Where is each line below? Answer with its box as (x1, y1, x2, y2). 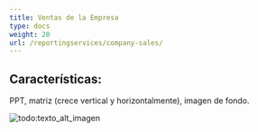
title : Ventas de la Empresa (9, 13, 119, 22)
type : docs (9, 22, 51, 31)
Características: (9, 71, 102, 86)
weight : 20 (9, 30, 51, 39)
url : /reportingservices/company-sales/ (9, 38, 164, 48)
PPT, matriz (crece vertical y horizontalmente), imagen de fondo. (9, 95, 250, 106)
